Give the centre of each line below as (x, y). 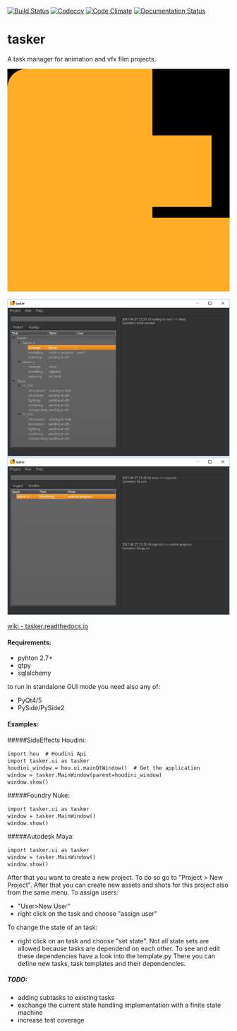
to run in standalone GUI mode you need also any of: (84, 687)
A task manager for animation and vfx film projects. (82, 59)
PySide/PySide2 (41, 708)
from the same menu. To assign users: (63, 892)
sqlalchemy (34, 673)
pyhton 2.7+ (35, 658)
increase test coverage (51, 1020)
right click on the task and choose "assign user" (87, 913)
